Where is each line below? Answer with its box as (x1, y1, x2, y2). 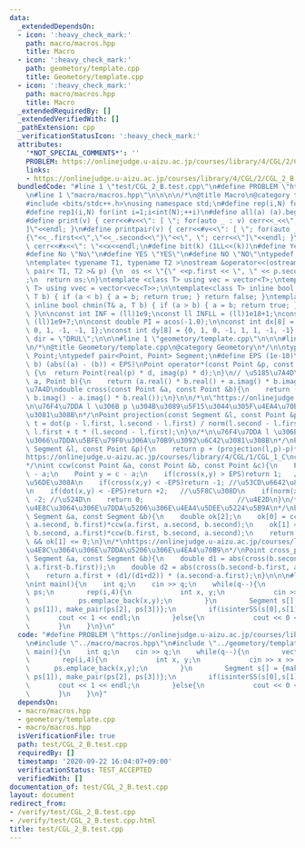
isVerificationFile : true (17, 732, 116, 741)
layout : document (9, 791, 75, 800)
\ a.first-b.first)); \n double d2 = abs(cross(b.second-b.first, (25, 563, 290, 572)
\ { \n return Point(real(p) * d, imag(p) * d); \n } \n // (25, 368, 242, 377)
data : (9, 13, 30, 23)
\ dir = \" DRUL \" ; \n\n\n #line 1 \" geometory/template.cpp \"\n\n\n (25, 334, 282, 344)
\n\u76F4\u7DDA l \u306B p (25, 402, 128, 412)
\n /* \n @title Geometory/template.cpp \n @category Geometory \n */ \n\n (25, 343, 286, 352)
